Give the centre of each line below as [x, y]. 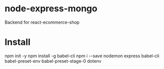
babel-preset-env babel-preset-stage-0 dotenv [53, 61]
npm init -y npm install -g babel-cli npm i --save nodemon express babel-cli [82, 56]
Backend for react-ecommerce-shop [42, 22]
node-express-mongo [51, 9]
